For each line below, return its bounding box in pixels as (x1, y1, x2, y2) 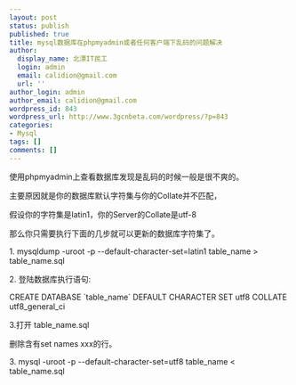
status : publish (9, 21, 69, 30)
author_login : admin (9, 87, 86, 96)
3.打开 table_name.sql (9, 319, 90, 330)
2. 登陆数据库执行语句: (9, 274, 92, 284)
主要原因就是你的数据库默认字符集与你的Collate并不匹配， (9, 190, 222, 201)
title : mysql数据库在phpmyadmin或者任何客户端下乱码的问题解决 (9, 37, 223, 47)
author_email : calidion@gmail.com (9, 95, 138, 105)
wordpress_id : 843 (9, 104, 77, 113)
